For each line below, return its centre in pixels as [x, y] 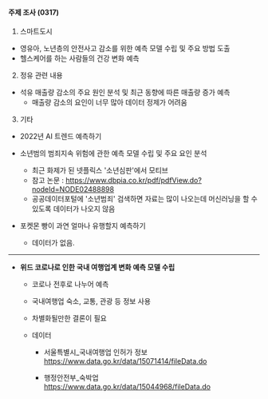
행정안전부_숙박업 [71, 378]
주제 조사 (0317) [34, 12]
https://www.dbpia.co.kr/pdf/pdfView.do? [133, 181]
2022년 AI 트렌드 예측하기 [61, 137]
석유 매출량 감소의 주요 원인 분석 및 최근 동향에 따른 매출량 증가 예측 [125, 93]
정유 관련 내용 [41, 75]
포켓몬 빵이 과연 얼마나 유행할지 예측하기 [83, 226]
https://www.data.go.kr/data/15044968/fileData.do [127, 387]
